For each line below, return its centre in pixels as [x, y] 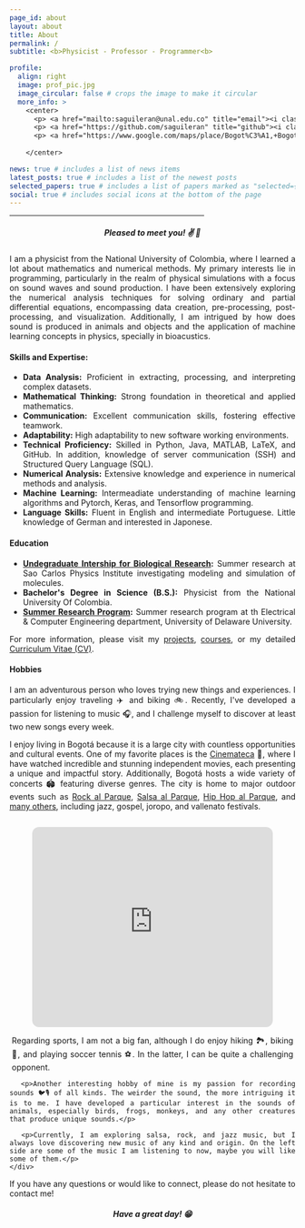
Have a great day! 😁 [152, 1214]
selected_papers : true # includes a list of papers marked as [129, 186]
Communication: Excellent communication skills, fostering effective [159, 416]
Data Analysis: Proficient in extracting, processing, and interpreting [159, 377]
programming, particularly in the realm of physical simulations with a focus [152, 278]
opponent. [31, 1067]
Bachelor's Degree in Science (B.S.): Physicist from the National [159, 592]
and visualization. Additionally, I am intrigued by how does [177, 317]
